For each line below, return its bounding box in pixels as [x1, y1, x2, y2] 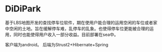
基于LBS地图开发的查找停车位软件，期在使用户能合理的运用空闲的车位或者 [5, 20, 154, 25]
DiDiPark [5, 3, 41, 14]
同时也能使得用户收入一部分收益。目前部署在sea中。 [13, 31, 119, 37]
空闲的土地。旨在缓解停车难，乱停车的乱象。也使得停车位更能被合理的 [9, 25, 149, 31]
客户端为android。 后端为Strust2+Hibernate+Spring [5, 42, 109, 47]
